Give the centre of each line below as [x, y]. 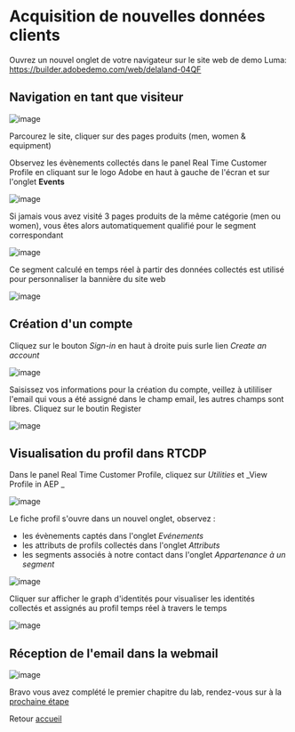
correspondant [36, 235]
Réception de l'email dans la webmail [114, 653]
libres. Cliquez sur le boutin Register [76, 408]
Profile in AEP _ [37, 484]
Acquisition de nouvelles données [137, 16]
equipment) [30, 145]
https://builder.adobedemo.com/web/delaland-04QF [105, 69]
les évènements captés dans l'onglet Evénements [113, 536]
